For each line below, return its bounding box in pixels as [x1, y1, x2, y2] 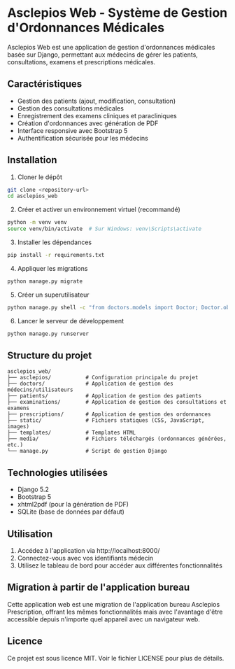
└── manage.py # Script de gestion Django [7, 448, 168, 455]
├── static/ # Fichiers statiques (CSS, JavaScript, [7, 417, 205, 424]
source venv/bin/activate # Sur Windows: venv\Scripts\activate [7, 225, 201, 232]
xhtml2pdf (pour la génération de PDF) [17, 500, 129, 509]
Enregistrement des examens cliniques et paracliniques [17, 111, 177, 120]
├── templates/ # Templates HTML [7, 429, 136, 437]
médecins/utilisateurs [7, 386, 73, 393]
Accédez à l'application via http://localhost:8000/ [17, 547, 160, 554]
